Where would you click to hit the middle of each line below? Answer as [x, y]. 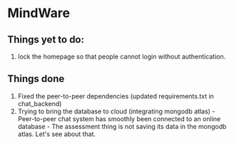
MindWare [39, 13]
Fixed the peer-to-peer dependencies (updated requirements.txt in [116, 96]
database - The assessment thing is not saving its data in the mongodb [122, 126]
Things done [36, 79]
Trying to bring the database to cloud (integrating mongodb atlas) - [116, 111]
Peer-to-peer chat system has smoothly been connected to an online [119, 118]
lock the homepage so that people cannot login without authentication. [122, 56]
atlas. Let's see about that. [57, 134]
